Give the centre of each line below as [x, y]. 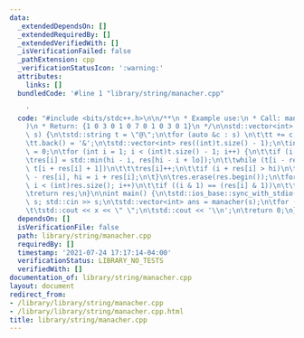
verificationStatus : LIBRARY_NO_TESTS [91, 261]
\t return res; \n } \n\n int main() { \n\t [99, 194]
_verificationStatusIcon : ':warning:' [91, 69]
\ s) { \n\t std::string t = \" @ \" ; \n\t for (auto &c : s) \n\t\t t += [155, 135]
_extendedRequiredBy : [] [64, 34]
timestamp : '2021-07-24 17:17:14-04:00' [95, 253]
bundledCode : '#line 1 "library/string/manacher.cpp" [121, 93]
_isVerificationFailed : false [74, 52]
